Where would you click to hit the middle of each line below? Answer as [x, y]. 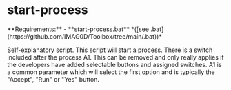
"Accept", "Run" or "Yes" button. [53, 79]
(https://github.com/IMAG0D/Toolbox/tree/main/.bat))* [84, 36]
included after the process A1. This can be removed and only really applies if [115, 57]
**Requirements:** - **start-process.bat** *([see [78, 29]
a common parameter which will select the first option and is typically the [111, 72]
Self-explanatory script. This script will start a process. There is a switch [110, 50]
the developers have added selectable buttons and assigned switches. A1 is [114, 64]
